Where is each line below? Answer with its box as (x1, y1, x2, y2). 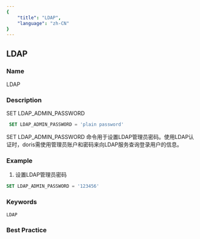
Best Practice (6, 226, 47, 234)
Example (6, 157, 33, 165)
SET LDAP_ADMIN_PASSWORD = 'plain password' (9, 121, 124, 128)
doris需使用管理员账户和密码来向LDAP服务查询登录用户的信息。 (22, 141, 183, 148)
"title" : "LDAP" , (17, 15, 62, 21)
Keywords (6, 198, 37, 206)
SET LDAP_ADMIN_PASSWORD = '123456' (6, 184, 99, 190)
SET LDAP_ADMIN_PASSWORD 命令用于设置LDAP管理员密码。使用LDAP (6, 134, 189, 141)
